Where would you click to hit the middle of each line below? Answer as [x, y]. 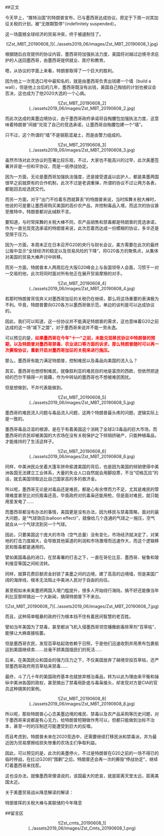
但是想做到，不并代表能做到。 [35, 387]
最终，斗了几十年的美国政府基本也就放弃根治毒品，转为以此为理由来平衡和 [80, 676]
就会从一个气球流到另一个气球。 [37, 524]
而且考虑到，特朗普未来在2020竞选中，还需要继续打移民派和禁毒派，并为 [79, 736]
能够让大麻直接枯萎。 [26, 633]
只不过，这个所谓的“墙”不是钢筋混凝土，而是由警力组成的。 [65, 135]
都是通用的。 [35, 547]
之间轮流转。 [39, 563]
